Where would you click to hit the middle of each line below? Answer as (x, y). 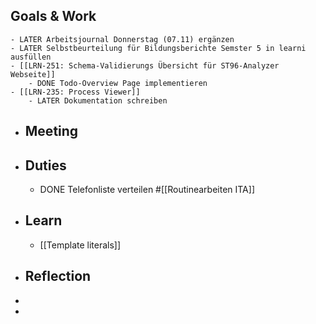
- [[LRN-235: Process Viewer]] (75, 92)
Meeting (51, 131)
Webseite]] (33, 74)
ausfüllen (31, 57)
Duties (45, 165)
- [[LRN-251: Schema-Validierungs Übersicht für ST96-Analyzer (145, 65)
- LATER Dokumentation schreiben (98, 100)
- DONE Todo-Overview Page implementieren (118, 83)
